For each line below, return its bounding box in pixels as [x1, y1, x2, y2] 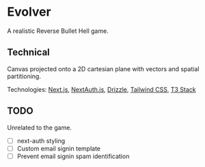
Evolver [7, 4, 51, 20]
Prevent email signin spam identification [16, 152, 130, 160]
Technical [7, 47, 50, 58]
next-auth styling [16, 136, 66, 144]
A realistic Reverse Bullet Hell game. [7, 27, 109, 35]
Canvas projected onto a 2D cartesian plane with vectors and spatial [7, 64, 200, 73]
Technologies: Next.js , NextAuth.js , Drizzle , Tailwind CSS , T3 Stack [7, 85, 196, 93]
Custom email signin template [16, 144, 101, 153]
